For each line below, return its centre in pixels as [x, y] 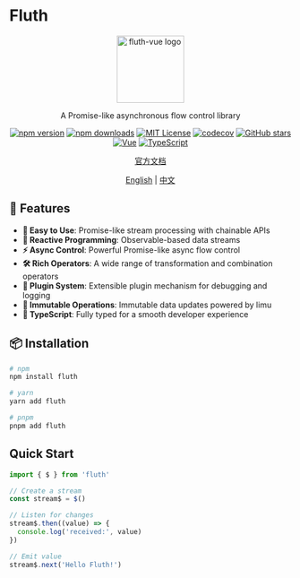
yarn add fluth [38, 401]
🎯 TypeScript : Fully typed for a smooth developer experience [135, 314]
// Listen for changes [51, 515]
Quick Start [42, 454]
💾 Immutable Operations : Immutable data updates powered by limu [147, 305]
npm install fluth [43, 377]
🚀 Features [40, 208]
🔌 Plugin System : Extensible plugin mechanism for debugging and [145, 285]
